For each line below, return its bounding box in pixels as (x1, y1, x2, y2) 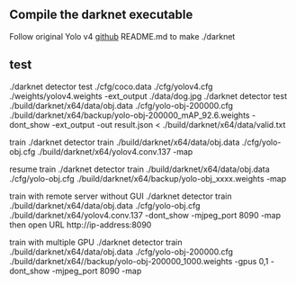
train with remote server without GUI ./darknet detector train (9, 191, 232, 201)
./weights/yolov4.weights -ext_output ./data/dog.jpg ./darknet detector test (9, 90, 288, 102)
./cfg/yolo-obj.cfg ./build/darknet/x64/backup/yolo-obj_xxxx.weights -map (9, 173, 287, 183)
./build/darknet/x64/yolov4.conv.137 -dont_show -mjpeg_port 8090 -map (9, 209, 282, 220)
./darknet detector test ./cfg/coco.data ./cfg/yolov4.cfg (9, 81, 213, 92)
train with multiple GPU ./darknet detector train (9, 236, 183, 247)
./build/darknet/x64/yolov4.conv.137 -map (37, 146, 193, 156)
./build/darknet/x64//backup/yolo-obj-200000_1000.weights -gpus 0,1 (9, 255, 269, 266)
